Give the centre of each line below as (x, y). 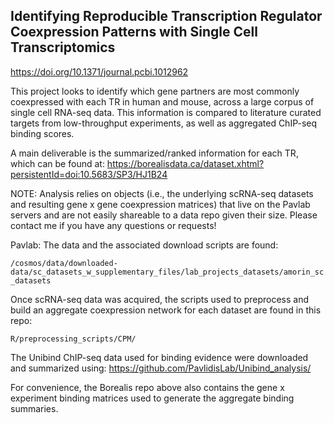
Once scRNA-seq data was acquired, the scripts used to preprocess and (160, 299)
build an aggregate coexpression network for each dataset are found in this (166, 310)
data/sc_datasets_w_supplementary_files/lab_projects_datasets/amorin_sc (167, 272)
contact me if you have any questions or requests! (113, 225)
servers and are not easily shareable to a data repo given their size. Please (164, 215)
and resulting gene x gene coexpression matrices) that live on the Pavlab (160, 204)
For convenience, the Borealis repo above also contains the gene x (147, 387)
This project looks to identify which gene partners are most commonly (155, 91)
